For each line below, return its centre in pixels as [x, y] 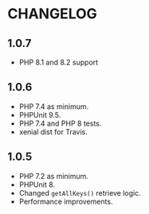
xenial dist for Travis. [53, 131]
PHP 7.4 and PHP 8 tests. [60, 123]
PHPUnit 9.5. [40, 115]
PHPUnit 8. [37, 185]
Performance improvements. [66, 201]
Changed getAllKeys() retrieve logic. [80, 193]
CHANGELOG [52, 14]
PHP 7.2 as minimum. [54, 176]
